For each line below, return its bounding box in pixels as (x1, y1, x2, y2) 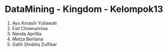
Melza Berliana (12, 36, 44, 42)
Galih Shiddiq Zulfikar (12, 41, 57, 47)
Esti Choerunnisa (12, 25, 48, 31)
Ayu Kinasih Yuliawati (12, 20, 57, 26)
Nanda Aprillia (12, 30, 41, 36)
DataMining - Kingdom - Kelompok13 (5, 3, 163, 15)
